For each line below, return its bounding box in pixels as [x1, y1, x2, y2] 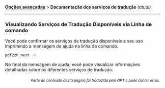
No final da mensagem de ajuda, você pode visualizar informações [5, 62, 140, 67]
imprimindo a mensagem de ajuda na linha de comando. [5, 44, 119, 49]
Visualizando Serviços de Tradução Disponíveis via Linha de [5, 21, 152, 27]
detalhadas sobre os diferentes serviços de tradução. [5, 67, 113, 73]
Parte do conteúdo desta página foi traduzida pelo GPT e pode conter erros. [30, 78, 160, 83]
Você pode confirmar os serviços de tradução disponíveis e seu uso [5, 38, 143, 44]
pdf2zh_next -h [5, 53, 36, 58]
